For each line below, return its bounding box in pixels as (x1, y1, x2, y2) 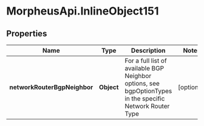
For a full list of (124, 56, 167, 65)
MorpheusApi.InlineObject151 (6, 4, 159, 18)
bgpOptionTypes (124, 87, 172, 95)
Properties (6, 28, 47, 39)
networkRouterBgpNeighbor (9, 83, 93, 91)
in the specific (124, 94, 165, 102)
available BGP (124, 64, 165, 72)
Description (131, 47, 166, 55)
